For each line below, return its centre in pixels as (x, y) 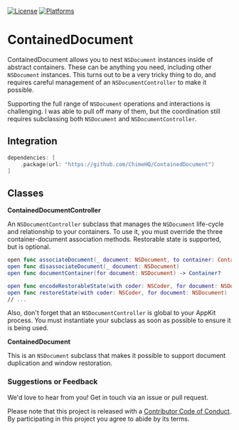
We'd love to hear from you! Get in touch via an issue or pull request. (108, 397)
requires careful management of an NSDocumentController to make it (107, 82)
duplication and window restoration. (60, 363)
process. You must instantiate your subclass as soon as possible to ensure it (119, 320)
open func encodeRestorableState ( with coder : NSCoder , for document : (113, 286)
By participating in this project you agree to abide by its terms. (99, 419)
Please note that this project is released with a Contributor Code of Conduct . (119, 411)
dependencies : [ (31, 158)
